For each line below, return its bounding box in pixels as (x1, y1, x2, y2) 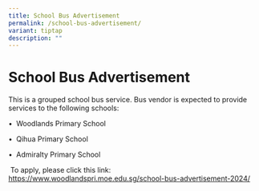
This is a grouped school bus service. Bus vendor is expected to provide (8, 95, 248, 105)
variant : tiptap (8, 26, 63, 34)
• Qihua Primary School (8, 134, 88, 144)
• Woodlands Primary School (8, 119, 107, 129)
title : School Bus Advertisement (8, 11, 120, 20)
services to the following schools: (8, 103, 119, 113)
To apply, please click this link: (10, 165, 111, 175)
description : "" (8, 34, 63, 42)
